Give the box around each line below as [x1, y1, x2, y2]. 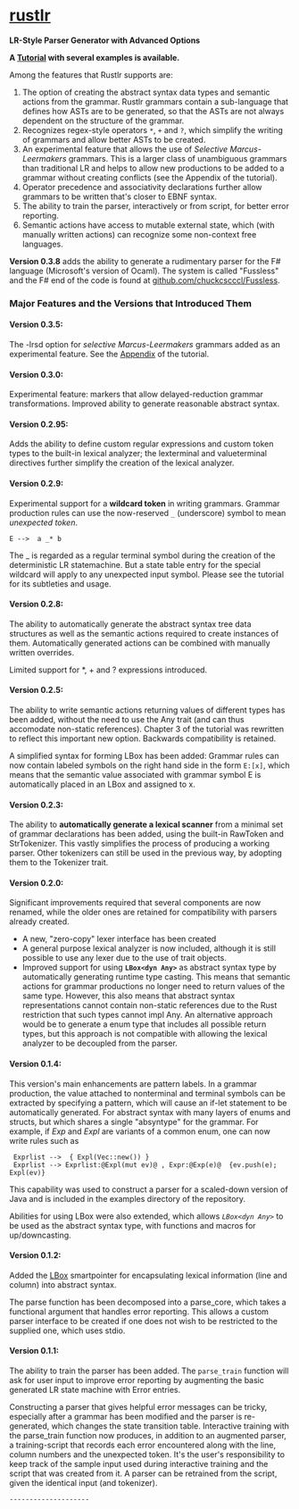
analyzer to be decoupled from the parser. [21, 1038, 179, 1049]
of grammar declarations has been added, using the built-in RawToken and [9, 829, 284, 839]
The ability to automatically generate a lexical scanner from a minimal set [9, 819, 284, 830]
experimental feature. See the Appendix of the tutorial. [9, 349, 210, 360]
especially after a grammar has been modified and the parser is [9, 1412, 243, 1422]
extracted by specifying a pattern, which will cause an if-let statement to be [9, 1097, 287, 1108]
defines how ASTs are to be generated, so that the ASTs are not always [21, 105, 285, 116]
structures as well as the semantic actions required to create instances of [9, 628, 279, 638]
